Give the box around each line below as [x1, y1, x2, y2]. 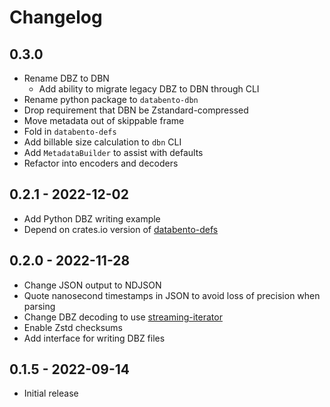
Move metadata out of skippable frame [23, 115, 185, 126]
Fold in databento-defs [23, 126, 117, 137]
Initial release [23, 387, 79, 400]
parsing [23, 300, 56, 312]
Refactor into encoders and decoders [23, 157, 179, 169]
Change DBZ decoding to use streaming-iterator [23, 311, 223, 323]
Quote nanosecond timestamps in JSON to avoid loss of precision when [23, 289, 321, 301]
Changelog [9, 6, 103, 29]
